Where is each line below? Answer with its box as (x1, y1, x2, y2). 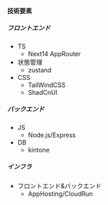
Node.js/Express (27, 131, 76, 139)
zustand (27, 65, 52, 74)
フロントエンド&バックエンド (17, 181, 102, 190)
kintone (27, 145, 50, 154)
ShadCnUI (27, 88, 58, 96)
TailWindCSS (27, 81, 66, 89)
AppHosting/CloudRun (27, 190, 93, 198)
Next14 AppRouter (27, 49, 81, 58)
